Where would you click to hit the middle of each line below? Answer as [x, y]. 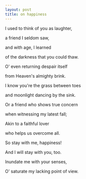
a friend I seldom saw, [27, 38]
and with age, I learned [28, 47]
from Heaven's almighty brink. [35, 76]
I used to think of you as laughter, [39, 28]
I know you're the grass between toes [43, 85]
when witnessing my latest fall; [36, 114]
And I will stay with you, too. [33, 152]
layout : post [18, 10]
